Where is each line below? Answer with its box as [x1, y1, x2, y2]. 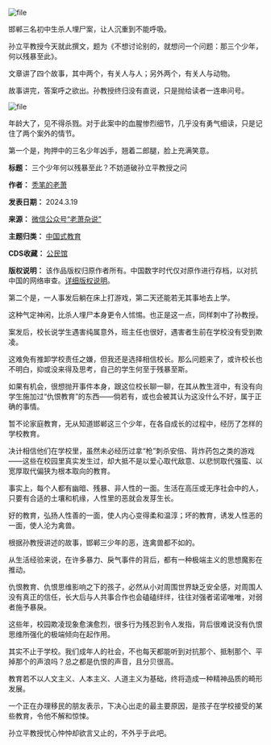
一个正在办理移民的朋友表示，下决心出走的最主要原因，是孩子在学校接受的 [8, 701, 256, 710]
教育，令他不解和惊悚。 [15, 711, 94, 721]
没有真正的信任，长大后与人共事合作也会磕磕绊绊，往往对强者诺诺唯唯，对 [8, 593, 256, 601]
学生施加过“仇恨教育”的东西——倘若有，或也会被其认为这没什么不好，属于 [8, 392, 256, 401]
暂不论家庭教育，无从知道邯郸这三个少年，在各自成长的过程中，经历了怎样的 [8, 419, 263, 428]
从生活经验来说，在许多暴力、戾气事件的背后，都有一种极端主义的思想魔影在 [8, 555, 263, 564]
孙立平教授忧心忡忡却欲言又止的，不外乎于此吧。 [8, 728, 171, 738]
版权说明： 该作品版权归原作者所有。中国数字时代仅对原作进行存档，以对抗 [8, 266, 258, 275]
